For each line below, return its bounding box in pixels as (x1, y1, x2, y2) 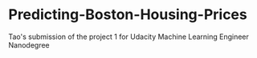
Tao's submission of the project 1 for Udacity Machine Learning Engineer (8, 32, 249, 41)
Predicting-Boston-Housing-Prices (8, 6, 247, 24)
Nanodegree (8, 40, 50, 49)
